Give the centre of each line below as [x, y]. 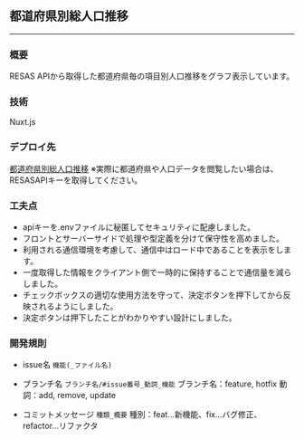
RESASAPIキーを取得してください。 [76, 180]
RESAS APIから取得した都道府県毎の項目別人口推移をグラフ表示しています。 [152, 76]
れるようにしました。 [78, 306]
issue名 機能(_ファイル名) [67, 365]
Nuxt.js [23, 122]
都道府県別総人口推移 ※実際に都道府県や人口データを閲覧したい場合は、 [144, 168]
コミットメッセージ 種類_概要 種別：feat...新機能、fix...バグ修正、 [142, 415]
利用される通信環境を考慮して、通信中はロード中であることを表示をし [153, 250]
